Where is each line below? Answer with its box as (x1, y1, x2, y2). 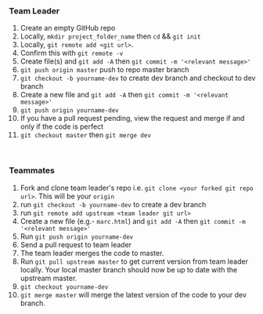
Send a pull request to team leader (20, 239, 132, 249)
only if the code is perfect (20, 122, 104, 131)
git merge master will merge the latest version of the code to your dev (20, 290, 247, 299)
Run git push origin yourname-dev (20, 232, 134, 241)
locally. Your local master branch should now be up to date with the (20, 265, 238, 274)
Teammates (9, 165, 56, 176)
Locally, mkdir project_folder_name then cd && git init (20, 31, 201, 41)
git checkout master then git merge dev (20, 130, 152, 140)
